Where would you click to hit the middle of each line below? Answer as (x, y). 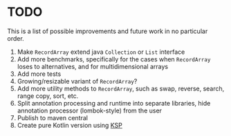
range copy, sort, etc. (48, 96)
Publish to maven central (53, 117)
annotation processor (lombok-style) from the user (90, 110)
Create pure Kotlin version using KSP (70, 125)
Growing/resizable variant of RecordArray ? (77, 81)
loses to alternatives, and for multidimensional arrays (92, 66)
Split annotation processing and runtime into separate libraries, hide (114, 103)
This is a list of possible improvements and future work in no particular (108, 31)
